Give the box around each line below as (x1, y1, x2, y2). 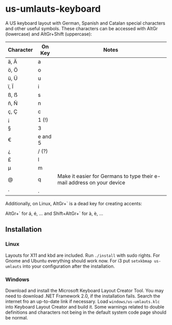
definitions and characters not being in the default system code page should (5, 309, 166, 315)
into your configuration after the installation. (23, 263, 115, 269)
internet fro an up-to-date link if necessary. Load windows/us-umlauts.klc (5, 298, 160, 305)
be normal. (5, 314, 28, 320)
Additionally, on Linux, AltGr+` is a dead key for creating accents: (5, 200, 142, 206)
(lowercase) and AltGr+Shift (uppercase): (5, 31, 92, 37)
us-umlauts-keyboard (5, 3, 101, 15)
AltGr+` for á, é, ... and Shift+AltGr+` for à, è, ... (5, 210, 103, 216)
